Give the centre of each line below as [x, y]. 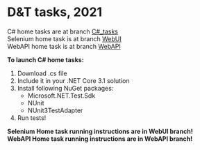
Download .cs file [42, 73]
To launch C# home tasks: [46, 59]
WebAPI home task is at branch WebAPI [64, 46]
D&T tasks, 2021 [55, 12]
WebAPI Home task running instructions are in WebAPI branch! [100, 138]
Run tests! [32, 118]
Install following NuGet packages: [65, 88]
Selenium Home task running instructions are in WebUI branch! [100, 131]
